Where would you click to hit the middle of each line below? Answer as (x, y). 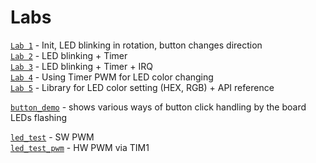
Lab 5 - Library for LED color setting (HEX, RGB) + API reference (142, 87)
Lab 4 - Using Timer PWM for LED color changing (112, 77)
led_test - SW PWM (52, 137)
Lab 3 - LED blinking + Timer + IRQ (81, 66)
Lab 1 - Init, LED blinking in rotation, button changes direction (136, 45)
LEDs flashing (39, 117)
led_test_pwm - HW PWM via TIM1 (80, 147)
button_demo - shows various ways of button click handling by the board (158, 107)
